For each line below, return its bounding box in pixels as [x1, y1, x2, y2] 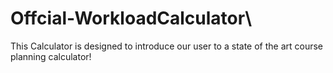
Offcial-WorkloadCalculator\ [10, 7, 253, 30]
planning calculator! [10, 50, 92, 62]
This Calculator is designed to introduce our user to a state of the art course [10, 40, 324, 52]
